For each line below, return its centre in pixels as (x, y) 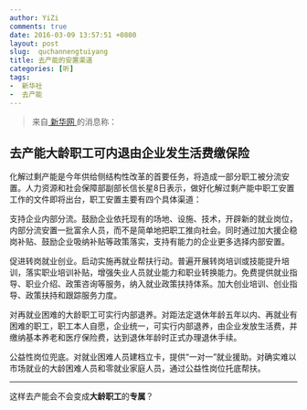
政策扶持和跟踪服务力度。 (73, 295)
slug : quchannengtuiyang (58, 52)
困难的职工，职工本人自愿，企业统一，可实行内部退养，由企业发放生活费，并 (153, 326)
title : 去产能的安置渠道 (51, 60)
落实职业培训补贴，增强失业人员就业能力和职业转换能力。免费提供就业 (157, 273)
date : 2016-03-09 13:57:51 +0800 (73, 35)
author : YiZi (34, 18)
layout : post (34, 43)
